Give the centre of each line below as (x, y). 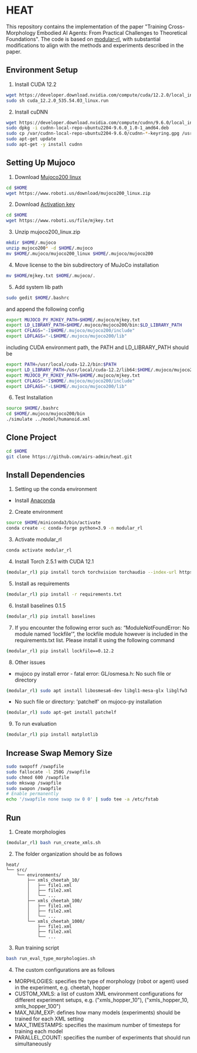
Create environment (39, 512)
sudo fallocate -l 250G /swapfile (48, 772)
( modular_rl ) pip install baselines (51, 616)
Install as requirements (42, 583)
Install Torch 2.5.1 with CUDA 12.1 (54, 562)
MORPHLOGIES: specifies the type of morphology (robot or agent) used (101, 981)
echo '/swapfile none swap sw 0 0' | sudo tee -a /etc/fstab (82, 799)
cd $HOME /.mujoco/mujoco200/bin (45, 414)
